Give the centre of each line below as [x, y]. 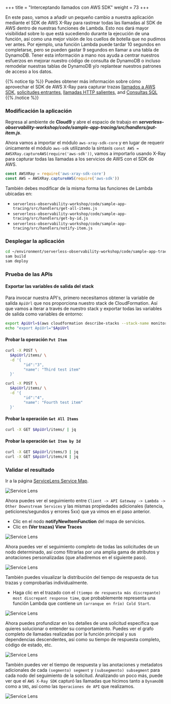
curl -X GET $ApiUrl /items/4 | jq [42, 456]
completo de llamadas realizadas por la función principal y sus [71, 634]
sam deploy [17, 261]
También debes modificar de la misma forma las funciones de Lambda [79, 188]
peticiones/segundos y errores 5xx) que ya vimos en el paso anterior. [78, 511]
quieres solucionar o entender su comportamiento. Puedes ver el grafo [79, 628]
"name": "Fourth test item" [53, 402]
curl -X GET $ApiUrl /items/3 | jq [42, 452]
